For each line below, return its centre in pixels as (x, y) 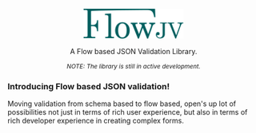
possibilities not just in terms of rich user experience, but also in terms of (128, 111)
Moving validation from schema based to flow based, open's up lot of (122, 104)
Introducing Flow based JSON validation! (88, 86)
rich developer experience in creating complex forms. (96, 120)
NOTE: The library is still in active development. (134, 66)
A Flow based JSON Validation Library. (134, 51)
